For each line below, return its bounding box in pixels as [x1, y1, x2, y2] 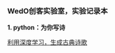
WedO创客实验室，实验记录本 [7, 6, 108, 15]
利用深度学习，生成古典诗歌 [7, 38, 88, 47]
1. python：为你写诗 [7, 23, 66, 32]
